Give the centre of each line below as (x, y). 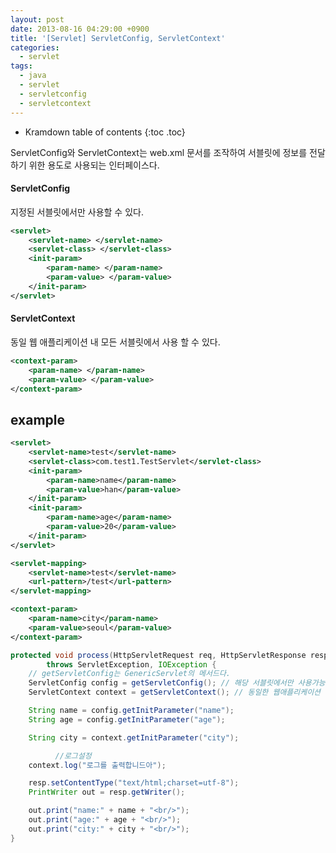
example (38, 419)
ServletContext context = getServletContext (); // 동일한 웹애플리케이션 (175, 692)
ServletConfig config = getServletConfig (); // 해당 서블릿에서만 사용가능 (177, 683)
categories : (35, 47)
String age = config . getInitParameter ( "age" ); (127, 719)
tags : (21, 66)
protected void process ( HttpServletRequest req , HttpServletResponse (158, 655)
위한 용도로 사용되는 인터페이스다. (94, 165)
